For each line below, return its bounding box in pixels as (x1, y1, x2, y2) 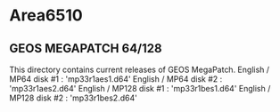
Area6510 (9, 5, 83, 26)
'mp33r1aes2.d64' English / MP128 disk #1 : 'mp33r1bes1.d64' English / (9, 84, 271, 93)
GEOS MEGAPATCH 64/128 (9, 41, 162, 56)
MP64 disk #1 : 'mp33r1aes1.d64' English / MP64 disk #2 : (9, 74, 223, 84)
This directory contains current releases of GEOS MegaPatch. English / (9, 64, 270, 75)
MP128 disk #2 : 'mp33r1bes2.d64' (9, 92, 138, 103)
